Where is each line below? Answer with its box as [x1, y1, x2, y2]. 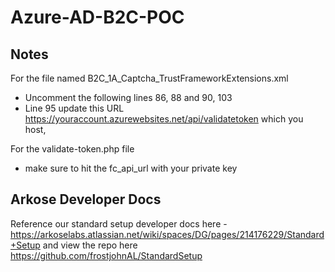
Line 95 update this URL [24, 102, 125, 114]
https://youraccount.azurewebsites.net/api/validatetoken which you [24, 113, 304, 125]
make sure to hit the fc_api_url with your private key [24, 162, 238, 174]
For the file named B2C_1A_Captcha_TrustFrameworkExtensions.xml [10, 72, 289, 84]
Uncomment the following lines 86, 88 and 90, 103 [24, 92, 233, 103]
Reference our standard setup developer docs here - [10, 217, 228, 230]
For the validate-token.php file [10, 143, 135, 155]
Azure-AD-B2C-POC [10, 6, 185, 29]
